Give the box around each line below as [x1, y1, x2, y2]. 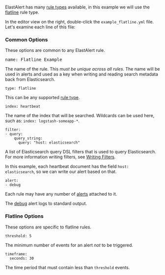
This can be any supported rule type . [5, 95, 80, 100]
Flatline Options [5, 213, 44, 220]
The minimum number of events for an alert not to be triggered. [5, 242, 134, 248]
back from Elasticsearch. [5, 76, 55, 82]
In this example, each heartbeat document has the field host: [5, 164, 129, 170]
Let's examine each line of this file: [5, 24, 76, 30]
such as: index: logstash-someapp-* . [5, 118, 80, 124]
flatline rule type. [5, 9, 39, 15]
